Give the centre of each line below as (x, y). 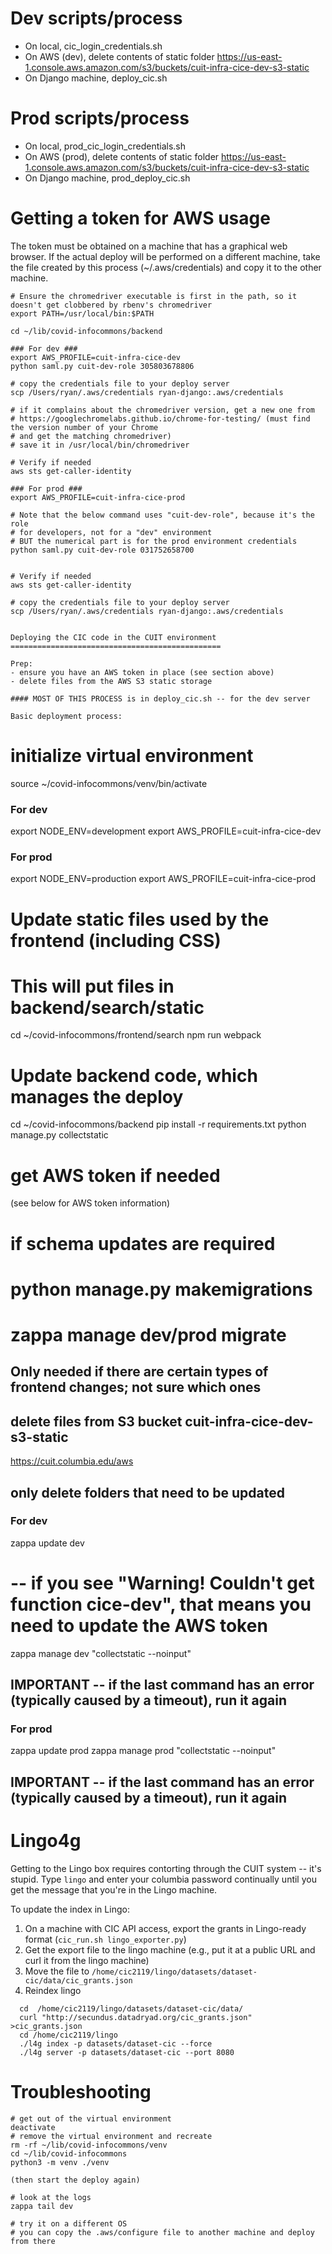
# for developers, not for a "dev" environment (111, 532)
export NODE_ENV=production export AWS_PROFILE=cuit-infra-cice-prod (163, 879)
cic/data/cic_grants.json (78, 1980)
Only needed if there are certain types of (139, 1372)
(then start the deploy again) (75, 2180)
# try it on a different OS (69, 2223)
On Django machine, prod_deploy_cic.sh (107, 178)
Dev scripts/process (96, 18)
